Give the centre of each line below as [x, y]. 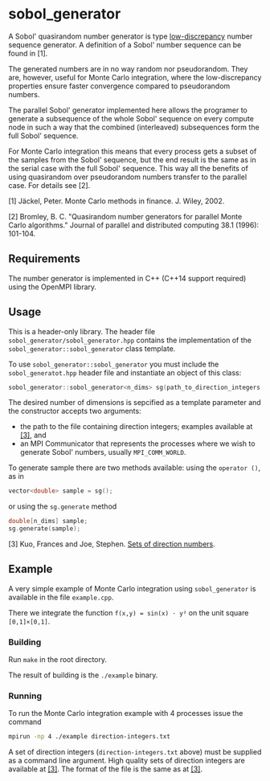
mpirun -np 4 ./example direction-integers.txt [90, 737]
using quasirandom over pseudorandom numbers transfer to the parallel [128, 177]
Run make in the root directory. [57, 660]
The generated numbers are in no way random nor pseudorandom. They [128, 68]
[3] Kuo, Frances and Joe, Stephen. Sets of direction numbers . [112, 544]
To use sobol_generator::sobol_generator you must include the [114, 364]
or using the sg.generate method [63, 506]
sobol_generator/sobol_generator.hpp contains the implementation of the [130, 340]
